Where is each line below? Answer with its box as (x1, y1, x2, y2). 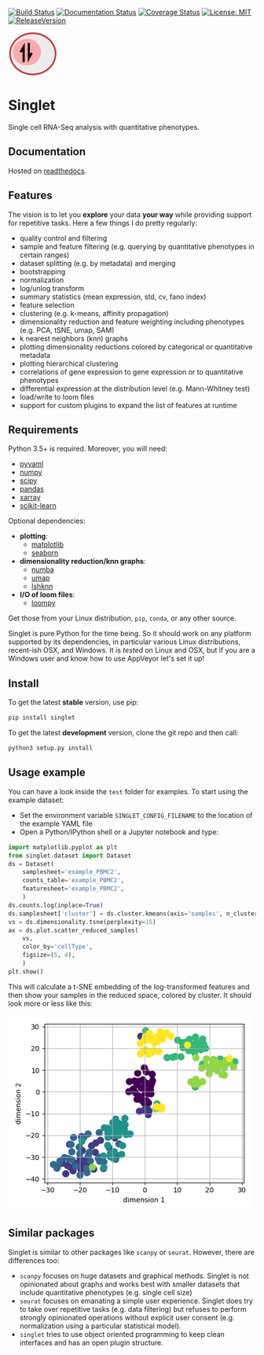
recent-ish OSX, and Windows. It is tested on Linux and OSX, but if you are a (8, 646, 255, 655)
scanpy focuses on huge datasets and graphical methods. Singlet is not (19, 1271, 249, 1280)
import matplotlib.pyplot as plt (8, 843, 118, 851)
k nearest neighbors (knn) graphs (19, 333, 128, 343)
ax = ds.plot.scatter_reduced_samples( (8, 926, 139, 934)
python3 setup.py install (8, 744, 93, 753)
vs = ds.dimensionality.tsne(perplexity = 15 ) (8, 918, 156, 926)
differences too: (8, 1255, 60, 1265)
